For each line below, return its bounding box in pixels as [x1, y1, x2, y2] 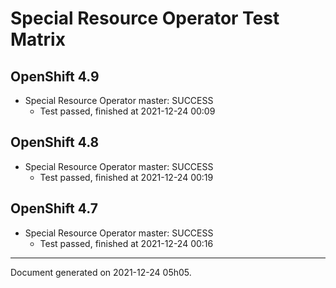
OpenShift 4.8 [10, 134, 100, 151]
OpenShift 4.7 [10, 200, 98, 217]
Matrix [10, 28, 66, 51]
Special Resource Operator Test [10, 7, 280, 30]
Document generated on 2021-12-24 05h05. [10, 266, 192, 278]
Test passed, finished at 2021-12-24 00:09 [39, 105, 216, 117]
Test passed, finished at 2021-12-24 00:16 [39, 237, 214, 249]
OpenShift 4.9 [10, 68, 100, 85]
